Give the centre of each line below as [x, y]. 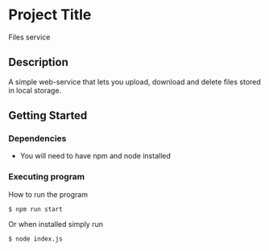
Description [38, 62]
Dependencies [37, 138]
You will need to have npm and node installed [95, 156]
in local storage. [35, 90]
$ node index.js [35, 239]
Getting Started [48, 115]
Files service [29, 37]
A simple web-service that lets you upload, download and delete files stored [135, 81]
